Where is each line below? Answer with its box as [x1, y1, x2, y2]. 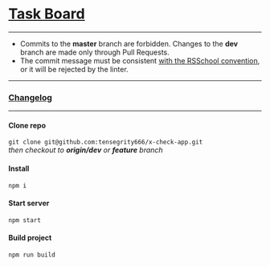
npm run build [8, 251, 56, 259]
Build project [8, 233, 52, 243]
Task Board [8, 5, 86, 23]
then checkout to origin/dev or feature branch [8, 145, 163, 155]
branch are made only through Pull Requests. [19, 47, 170, 57]
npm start [8, 216, 42, 225]
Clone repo [8, 120, 47, 130]
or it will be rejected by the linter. [19, 64, 129, 74]
